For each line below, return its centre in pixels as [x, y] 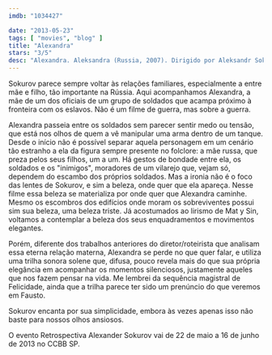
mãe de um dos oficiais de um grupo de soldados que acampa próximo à [130, 101]
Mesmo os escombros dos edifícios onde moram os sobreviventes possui [132, 202]
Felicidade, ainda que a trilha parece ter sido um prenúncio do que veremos [134, 287]
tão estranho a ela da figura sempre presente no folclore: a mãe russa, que [133, 151]
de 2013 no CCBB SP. [45, 344]
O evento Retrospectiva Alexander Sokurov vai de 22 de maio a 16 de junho [134, 335]
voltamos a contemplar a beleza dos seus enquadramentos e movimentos [132, 220]
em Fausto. [27, 295]
